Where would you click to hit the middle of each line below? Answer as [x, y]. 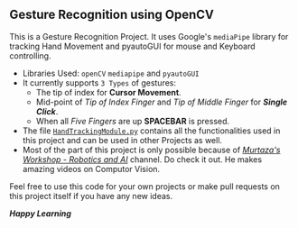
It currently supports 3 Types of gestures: [99, 82]
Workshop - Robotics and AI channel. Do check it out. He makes [142, 159]
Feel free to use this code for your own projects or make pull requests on [144, 186]
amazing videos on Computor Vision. [91, 169]
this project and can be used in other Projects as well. [122, 140]
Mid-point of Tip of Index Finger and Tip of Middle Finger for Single [162, 102]
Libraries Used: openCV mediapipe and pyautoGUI [111, 73]
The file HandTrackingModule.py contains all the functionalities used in [151, 131]
